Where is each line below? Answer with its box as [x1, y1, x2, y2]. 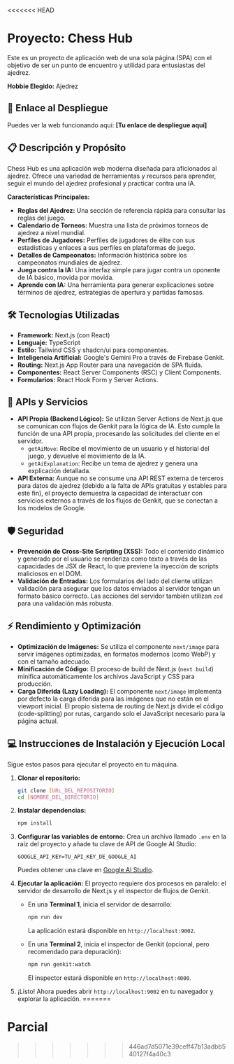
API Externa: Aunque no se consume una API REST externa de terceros [17, 474, 224, 482]
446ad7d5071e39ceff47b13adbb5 [129, 1042, 226, 1051]
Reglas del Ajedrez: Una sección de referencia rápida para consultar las [17, 206, 226, 214]
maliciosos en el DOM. [17, 570, 82, 577]
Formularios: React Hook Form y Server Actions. [17, 376, 159, 384]
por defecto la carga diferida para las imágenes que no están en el [17, 694, 210, 703]
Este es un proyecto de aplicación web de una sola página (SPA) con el [7, 53, 212, 62]
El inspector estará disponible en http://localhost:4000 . [27, 974, 192, 982]
